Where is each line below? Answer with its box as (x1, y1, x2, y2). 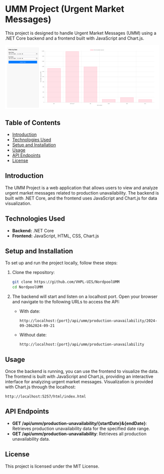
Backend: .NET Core (12, 227, 54, 233)
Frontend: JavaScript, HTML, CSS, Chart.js (12, 233, 99, 239)
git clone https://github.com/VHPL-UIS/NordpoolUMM (12, 279, 120, 285)
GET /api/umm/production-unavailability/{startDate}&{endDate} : (12, 420, 147, 426)
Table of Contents (5, 119, 61, 127)
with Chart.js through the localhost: (5, 384, 76, 390)
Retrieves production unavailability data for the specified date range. (12, 425, 150, 431)
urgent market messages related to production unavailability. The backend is (5, 190, 159, 196)
